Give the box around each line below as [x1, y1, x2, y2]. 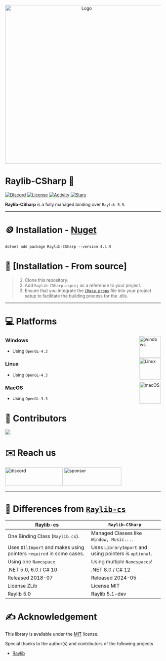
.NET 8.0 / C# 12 [91, 566, 131, 573]
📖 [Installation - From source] [5, 261, 127, 272]
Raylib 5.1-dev [91, 590, 126, 597]
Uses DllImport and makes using [7, 543, 84, 550]
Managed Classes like [91, 530, 142, 537]
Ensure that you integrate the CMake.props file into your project [24, 288, 152, 294]
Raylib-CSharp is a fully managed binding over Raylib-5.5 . [5, 201, 126, 207]
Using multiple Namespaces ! [91, 558, 153, 565]
